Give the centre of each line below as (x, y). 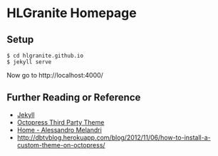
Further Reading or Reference (74, 98)
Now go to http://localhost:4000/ (55, 75)
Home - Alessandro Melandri (59, 130)
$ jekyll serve (29, 62)
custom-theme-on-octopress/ (61, 145)
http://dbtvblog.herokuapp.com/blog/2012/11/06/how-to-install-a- (114, 137)
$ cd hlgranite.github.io (45, 56)
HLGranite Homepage (72, 13)
